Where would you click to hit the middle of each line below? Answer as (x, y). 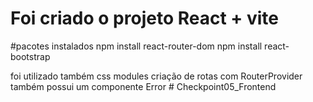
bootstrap (30, 56)
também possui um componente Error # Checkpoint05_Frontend (143, 86)
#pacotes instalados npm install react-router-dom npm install (136, 46)
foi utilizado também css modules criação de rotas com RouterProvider (156, 76)
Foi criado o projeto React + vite (144, 18)
